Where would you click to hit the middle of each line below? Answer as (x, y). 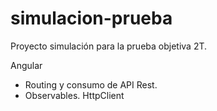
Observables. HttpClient (74, 95)
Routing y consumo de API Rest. (91, 84)
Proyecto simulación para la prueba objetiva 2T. (109, 46)
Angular (26, 65)
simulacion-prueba (91, 18)
